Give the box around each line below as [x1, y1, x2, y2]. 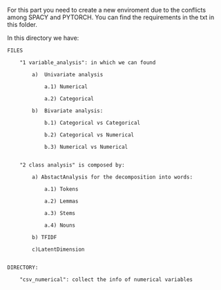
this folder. [7, 21, 38, 28]
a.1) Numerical [44, 83, 88, 90]
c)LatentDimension [32, 246, 85, 253]
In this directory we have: [7, 34, 79, 42]
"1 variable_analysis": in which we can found [19, 59, 156, 66]
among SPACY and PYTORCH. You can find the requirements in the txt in [7, 13, 215, 21]
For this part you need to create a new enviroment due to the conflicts [7, 6, 206, 14]
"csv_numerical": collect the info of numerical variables [19, 276, 193, 283]
